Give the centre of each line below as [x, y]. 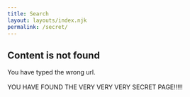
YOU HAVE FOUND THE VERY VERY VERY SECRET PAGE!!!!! [95, 87]
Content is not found [54, 55]
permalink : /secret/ [38, 27]
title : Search [28, 14]
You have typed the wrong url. [51, 72]
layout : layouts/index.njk [47, 20]
